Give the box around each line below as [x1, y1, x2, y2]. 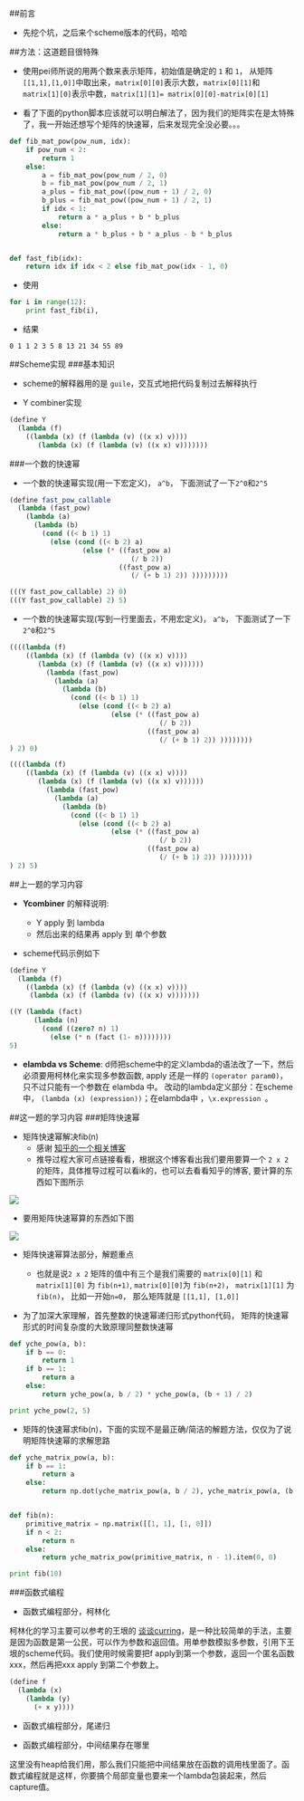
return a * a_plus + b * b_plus [57, 212, 180, 222]
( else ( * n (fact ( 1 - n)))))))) [49, 1032, 172, 1041]
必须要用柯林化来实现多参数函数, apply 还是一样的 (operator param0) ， [22, 1069, 288, 1080]
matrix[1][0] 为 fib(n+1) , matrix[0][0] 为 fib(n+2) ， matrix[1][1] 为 [35, 1279, 295, 1290]
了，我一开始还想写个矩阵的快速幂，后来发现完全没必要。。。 [22, 119, 245, 129]
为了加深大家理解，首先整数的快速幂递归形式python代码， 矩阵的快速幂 [22, 1309, 290, 1320]
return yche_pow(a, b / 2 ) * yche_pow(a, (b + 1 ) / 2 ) [42, 1389, 253, 1399]
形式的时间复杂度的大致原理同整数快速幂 [22, 1321, 174, 1332]
